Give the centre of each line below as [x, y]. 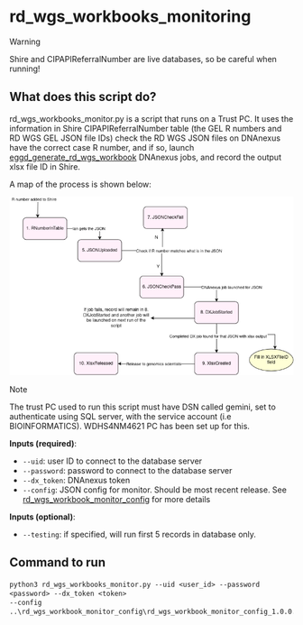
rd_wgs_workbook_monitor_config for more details [116, 499]
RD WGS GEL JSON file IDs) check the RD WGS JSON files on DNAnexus [145, 138]
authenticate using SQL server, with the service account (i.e [120, 416]
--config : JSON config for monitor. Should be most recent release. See [154, 490]
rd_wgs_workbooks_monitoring [130, 17]
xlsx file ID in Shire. [45, 166]
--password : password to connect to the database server [127, 470]
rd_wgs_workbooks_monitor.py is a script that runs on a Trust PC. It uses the [151, 118]
